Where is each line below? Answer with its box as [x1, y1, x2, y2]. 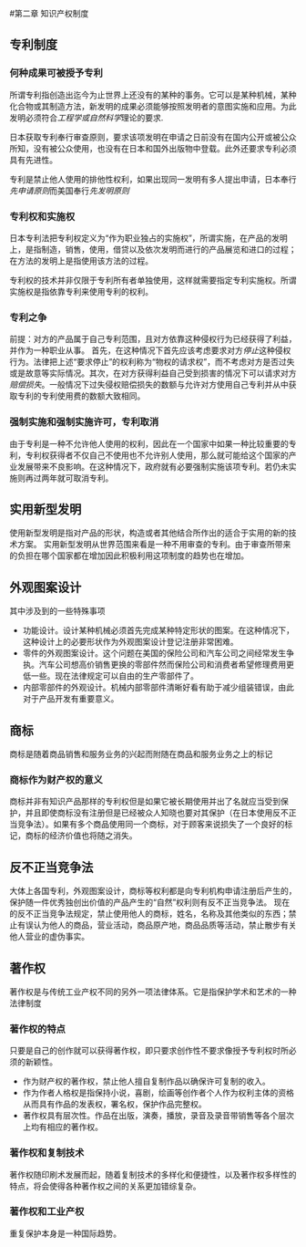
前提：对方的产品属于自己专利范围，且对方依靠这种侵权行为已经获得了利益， [9, 334, 297, 345]
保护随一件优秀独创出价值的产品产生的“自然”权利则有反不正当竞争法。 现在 [9, 897, 291, 908]
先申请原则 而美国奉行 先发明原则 [9, 185, 129, 196]
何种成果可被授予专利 [9, 67, 103, 79]
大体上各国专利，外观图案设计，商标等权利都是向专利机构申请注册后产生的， [9, 886, 297, 897]
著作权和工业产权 [9, 1205, 85, 1218]
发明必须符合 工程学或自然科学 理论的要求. [9, 112, 164, 123]
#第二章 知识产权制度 [9, 8, 89, 18]
